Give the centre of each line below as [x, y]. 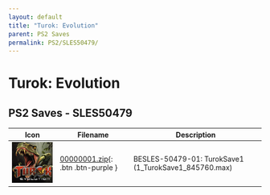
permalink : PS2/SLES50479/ [53, 43]
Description [196, 135]
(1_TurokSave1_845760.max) [183, 168]
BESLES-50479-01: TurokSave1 [188, 159]
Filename [93, 135]
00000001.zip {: [86, 159]
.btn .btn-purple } [89, 168]
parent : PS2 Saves [39, 34]
